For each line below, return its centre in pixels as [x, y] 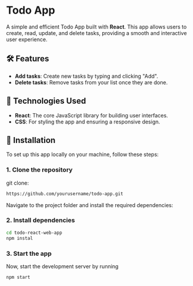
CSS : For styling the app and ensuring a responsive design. [87, 122]
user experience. [27, 39]
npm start [18, 277]
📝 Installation [31, 140]
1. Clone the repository [39, 170]
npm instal [20, 238]
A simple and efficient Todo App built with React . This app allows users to [96, 27]
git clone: [18, 183]
